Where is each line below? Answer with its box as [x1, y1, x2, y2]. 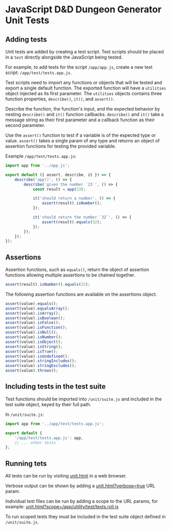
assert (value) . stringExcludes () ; [5, 363, 77, 369]
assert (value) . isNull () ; [5, 330, 58, 335]
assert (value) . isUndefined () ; [5, 354, 70, 359]
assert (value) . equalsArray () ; [5, 306, 70, 311]
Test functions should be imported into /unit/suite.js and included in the [5, 396, 162, 402]
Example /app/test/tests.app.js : [5, 153, 77, 159]
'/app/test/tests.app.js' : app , [14, 435, 83, 441]
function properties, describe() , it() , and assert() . [5, 96, 115, 102]
